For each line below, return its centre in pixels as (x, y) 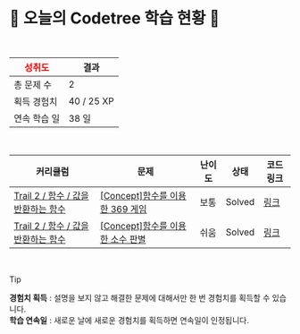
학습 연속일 (28, 320)
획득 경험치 (36, 101)
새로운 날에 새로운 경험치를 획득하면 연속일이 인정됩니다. (151, 320)
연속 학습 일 (37, 118)
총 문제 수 (33, 84)
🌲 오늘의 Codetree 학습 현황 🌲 (115, 18)
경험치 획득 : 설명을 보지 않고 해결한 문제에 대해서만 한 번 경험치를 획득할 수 (140, 297)
